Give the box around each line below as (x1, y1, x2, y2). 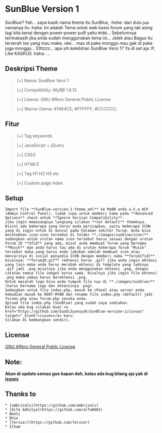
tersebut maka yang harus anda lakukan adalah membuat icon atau (5, 250, 140, 254)
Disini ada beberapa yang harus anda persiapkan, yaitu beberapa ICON (5, 224, 151, 229)
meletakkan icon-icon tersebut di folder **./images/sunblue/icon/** (5, 233, 149, 237)
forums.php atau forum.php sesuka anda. (5, 296, 88, 301)
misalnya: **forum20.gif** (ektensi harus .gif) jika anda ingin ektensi (5, 258, 158, 263)
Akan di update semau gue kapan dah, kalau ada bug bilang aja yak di (5, 371, 148, 377)
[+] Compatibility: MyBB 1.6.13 (16, 87, 77, 93)
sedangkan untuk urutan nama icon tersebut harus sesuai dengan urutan (5, 237, 153, 242)
